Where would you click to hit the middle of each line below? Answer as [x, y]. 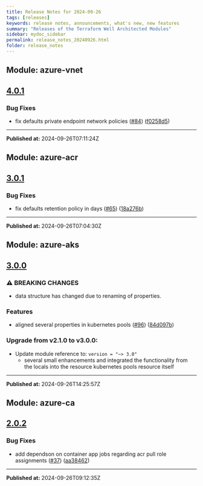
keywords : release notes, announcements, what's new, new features [93, 23]
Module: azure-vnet [45, 70]
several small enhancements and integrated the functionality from [106, 360]
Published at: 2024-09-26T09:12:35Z [53, 478]
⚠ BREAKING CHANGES [43, 283]
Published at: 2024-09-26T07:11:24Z [53, 138]
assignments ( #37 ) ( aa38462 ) [52, 460]
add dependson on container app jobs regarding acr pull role [91, 454]
